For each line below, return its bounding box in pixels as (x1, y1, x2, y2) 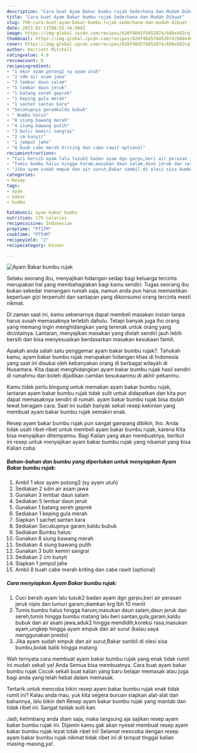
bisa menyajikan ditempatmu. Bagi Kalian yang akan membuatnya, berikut (6, 432, 185, 439)
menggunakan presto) (15, 632, 69, 639)
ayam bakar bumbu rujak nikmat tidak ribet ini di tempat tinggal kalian (6, 734, 174, 741)
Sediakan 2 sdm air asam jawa (15, 485, 89, 492)
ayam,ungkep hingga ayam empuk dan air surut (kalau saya (15, 625, 159, 632)
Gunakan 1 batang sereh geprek (15, 504, 92, 511)
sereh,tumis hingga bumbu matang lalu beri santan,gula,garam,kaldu (15, 613, 181, 620)
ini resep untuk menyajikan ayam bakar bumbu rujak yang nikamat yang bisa (6, 439, 191, 446)
